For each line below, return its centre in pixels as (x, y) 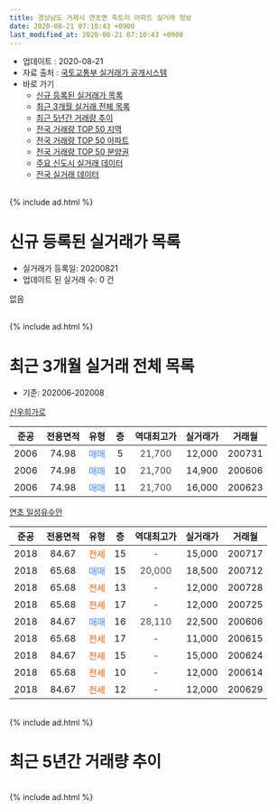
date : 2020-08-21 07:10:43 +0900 (72, 26)
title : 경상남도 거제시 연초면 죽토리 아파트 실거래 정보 (101, 18)
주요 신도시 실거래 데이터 (79, 163)
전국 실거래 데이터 (67, 175)
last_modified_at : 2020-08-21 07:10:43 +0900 (96, 34)
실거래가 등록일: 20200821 (70, 269)
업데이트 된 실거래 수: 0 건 (68, 280)
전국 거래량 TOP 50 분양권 (82, 152)
